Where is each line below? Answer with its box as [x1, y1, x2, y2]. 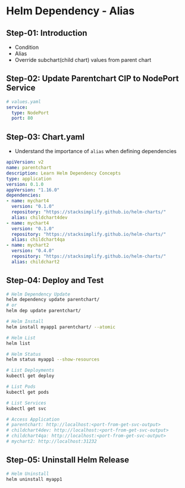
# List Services [6, 400, 46, 406]
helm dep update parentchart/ [6, 308, 81, 314]
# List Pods [6, 384, 36, 390]
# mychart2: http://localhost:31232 [6, 439, 97, 445]
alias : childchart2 [11, 259, 60, 265]
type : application [6, 176, 52, 182]
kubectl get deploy [6, 373, 55, 379]
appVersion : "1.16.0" [6, 187, 60, 193]
